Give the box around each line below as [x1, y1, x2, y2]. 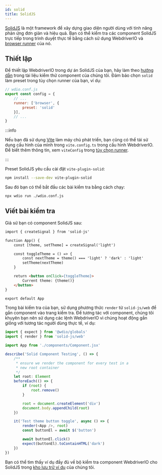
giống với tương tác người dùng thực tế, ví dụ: [5, 320, 96, 326]
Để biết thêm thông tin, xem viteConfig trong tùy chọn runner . [5, 147, 129, 153]
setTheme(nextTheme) [22, 260, 64, 265]
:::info [5, 127, 16, 134]
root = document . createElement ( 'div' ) [22, 401, 101, 406]
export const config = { [5, 92, 55, 97]
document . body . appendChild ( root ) [22, 406, 90, 410]
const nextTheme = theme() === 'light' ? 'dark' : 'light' [22, 256, 144, 261]
